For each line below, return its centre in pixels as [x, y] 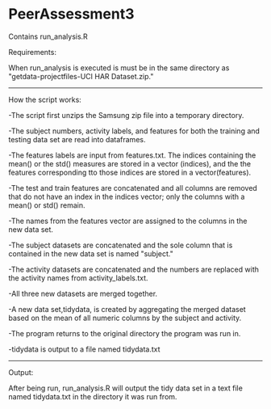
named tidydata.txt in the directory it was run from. [93, 396]
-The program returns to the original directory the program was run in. [125, 333]
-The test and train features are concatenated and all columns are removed [133, 188]
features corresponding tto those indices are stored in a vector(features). [130, 172]
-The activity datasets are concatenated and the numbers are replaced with [134, 269]
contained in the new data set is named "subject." [91, 253]
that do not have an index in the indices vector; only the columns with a [127, 196]
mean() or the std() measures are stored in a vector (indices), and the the [130, 163]
